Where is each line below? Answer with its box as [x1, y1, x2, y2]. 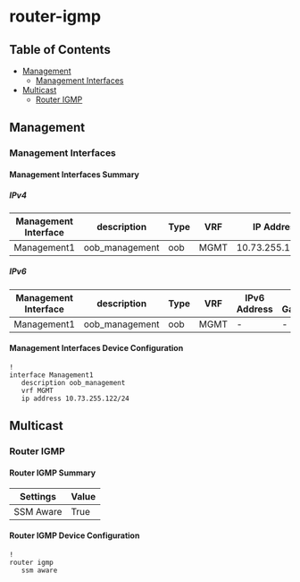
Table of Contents [9, 42, 112, 57]
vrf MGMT [21, 387, 54, 396]
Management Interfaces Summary [9, 168, 140, 180]
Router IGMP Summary [9, 467, 96, 478]
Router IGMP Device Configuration [9, 530, 140, 541]
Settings [19, 490, 56, 502]
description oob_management [21, 379, 126, 388]
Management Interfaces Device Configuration [9, 343, 184, 354]
